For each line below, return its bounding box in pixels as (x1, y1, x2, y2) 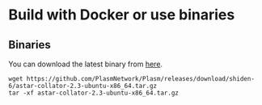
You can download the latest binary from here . (8, 59, 163, 69)
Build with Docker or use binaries (8, 6, 235, 24)
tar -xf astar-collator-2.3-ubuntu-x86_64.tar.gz (8, 89, 180, 97)
